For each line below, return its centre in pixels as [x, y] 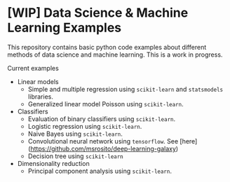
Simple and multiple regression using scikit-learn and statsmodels [125, 89]
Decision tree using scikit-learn [76, 156]
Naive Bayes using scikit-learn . [75, 134]
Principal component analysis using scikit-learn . [100, 171]
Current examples [33, 68]
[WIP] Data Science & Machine [98, 13]
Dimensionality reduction [53, 163]
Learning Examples [65, 28]
